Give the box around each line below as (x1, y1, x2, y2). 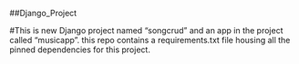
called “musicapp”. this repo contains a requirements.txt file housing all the (9, 35, 291, 45)
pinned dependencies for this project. (9, 44, 150, 55)
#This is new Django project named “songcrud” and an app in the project (9, 25, 284, 35)
